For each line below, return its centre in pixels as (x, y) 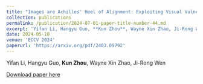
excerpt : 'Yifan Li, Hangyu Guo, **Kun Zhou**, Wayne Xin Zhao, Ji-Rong (100, 29)
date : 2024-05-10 (28, 34)
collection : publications (39, 18)
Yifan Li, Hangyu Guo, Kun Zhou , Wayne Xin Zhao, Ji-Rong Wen (86, 63)
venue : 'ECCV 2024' (31, 40)
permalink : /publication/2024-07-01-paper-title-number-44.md (86, 23)
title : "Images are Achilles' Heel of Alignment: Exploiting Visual (94, 12)
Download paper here (33, 74)
